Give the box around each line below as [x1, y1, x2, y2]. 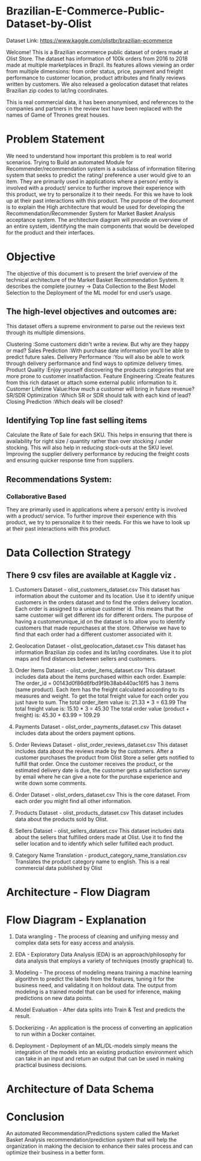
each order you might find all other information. [14, 798, 132, 805]
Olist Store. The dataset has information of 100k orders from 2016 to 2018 [6, 55, 188, 62]
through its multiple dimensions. [6, 329, 86, 336]
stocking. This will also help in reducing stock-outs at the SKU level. [6, 444, 174, 452]
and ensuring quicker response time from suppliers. [6, 457, 134, 464]
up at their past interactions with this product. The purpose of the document [6, 197, 194, 204]
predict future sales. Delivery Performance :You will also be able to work [6, 353, 185, 360]
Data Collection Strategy [6, 546, 131, 560]
